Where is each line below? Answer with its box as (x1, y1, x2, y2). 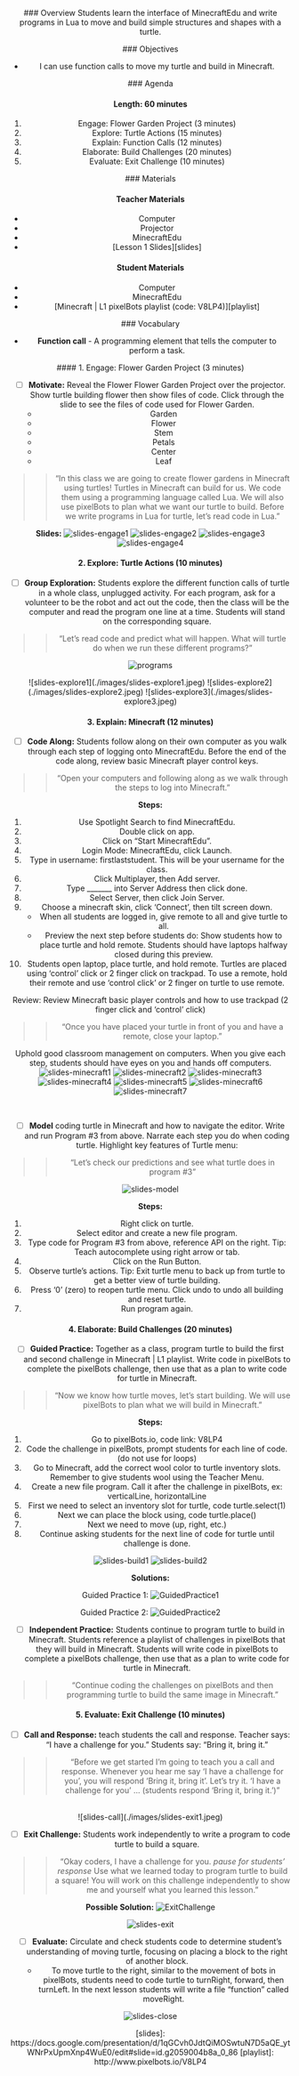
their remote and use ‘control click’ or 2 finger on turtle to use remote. (28, 978, 286, 989)
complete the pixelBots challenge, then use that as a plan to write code (27, 1363, 287, 1374)
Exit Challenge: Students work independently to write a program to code (23, 1829, 291, 1839)
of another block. (125, 1955, 190, 1966)
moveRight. (142, 1993, 185, 2004)
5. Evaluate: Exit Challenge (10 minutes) (75, 1709, 226, 1720)
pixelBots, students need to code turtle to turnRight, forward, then (43, 1975, 285, 1985)
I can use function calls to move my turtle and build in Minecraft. (39, 61, 275, 71)
